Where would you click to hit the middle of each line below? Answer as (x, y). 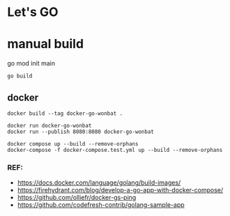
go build (20, 76)
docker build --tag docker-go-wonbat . (65, 113)
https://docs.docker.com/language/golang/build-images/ (99, 183)
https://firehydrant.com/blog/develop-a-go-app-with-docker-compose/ (120, 190)
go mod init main (31, 63)
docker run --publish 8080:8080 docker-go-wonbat (81, 132)
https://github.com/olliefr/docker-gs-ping (77, 198)
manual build (46, 44)
